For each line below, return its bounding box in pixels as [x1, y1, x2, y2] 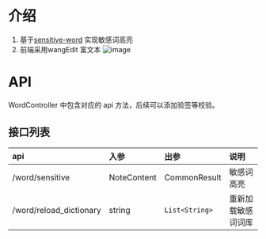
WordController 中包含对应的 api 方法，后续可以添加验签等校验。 [8, 100, 219, 109]
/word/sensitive [12, 172, 70, 183]
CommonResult [164, 172, 222, 183]
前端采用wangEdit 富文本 [19, 44, 101, 54]
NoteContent [108, 172, 157, 183]
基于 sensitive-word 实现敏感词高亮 [19, 35, 133, 44]
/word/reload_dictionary [12, 204, 101, 215]
